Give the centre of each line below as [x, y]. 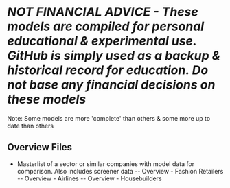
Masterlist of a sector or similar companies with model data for [105, 164]
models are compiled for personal [106, 26]
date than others [30, 126]
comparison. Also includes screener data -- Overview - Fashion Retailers [120, 171]
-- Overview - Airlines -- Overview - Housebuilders [90, 178]
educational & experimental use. [102, 41]
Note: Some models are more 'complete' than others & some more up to [109, 118]
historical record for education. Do [108, 70]
